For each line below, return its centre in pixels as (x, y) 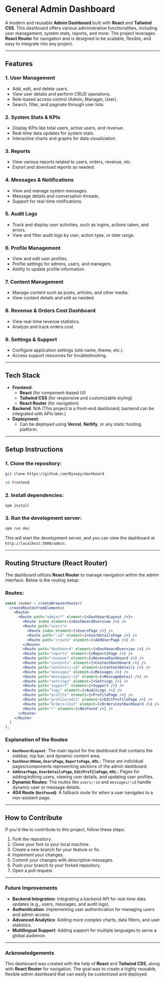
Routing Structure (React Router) (56, 563)
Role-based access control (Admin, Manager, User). (65, 99)
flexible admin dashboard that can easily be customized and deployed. (77, 974)
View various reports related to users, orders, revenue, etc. (72, 162)
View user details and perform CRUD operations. (62, 94)
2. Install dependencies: (34, 495)
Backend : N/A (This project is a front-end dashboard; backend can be (83, 408)
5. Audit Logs (21, 214)
